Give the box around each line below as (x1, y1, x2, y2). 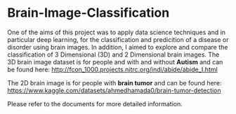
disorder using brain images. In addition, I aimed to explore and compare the (7, 43, 228, 51)
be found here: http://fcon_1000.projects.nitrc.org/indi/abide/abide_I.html (7, 65, 218, 73)
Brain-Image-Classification (7, 5, 170, 21)
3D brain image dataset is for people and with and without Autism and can (7, 57, 223, 66)
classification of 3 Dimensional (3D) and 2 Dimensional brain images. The (7, 50, 220, 59)
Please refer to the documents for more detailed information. (7, 99, 183, 108)
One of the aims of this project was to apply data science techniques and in (7, 28, 226, 36)
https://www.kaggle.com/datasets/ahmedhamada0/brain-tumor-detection (7, 86, 221, 94)
